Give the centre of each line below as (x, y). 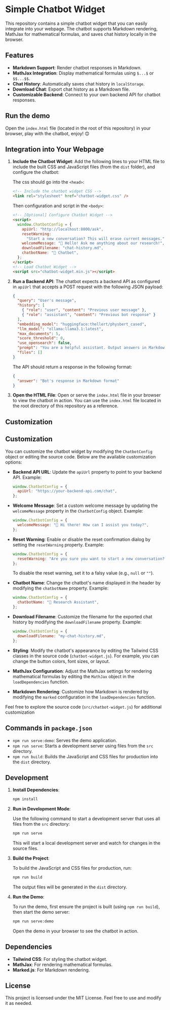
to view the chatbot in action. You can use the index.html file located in (87, 401)
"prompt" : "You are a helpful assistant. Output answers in (82, 348)
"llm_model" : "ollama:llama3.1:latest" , (60, 329)
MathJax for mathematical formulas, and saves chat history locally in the (81, 34)
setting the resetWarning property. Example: (58, 545)
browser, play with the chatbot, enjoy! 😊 (47, 133)
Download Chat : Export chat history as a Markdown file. (71, 89)
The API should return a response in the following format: (72, 367)
